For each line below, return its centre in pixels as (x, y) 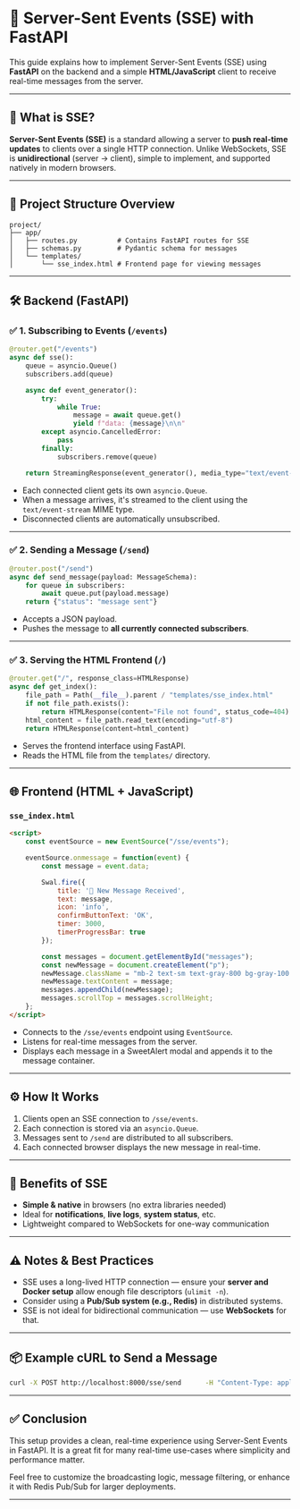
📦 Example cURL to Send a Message (113, 1357)
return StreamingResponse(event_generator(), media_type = (135, 473)
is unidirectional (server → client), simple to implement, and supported (140, 158)
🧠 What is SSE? (52, 118)
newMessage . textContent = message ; (108, 982)
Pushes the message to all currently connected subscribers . (135, 629)
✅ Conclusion (48, 1419)
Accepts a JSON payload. (70, 619)
